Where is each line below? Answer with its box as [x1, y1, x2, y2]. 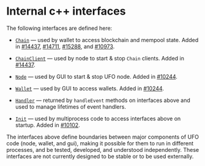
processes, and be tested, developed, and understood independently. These [6, 146, 199, 153]
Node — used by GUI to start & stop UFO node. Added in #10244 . [15, 73, 177, 80]
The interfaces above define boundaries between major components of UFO [6, 133, 199, 140]
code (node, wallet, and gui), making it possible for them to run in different [6, 139, 194, 147]
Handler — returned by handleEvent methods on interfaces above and [15, 96, 191, 104]
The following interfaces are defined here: [6, 24, 113, 32]
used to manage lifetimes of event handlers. [15, 103, 127, 110]
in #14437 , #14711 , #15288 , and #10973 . [15, 43, 115, 50]
